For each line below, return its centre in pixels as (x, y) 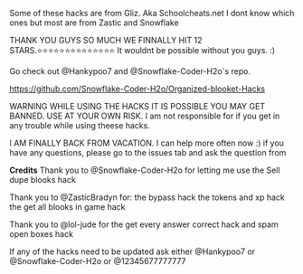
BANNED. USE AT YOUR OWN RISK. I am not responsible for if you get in (145, 116)
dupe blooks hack (43, 180)
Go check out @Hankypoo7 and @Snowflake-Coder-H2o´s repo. (130, 71)
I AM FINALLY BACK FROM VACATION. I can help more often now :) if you (147, 143)
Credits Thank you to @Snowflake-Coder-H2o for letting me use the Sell (145, 170)
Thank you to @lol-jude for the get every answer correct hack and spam (144, 224)
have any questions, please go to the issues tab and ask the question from (148, 152)
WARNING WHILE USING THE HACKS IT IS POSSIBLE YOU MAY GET (137, 106)
